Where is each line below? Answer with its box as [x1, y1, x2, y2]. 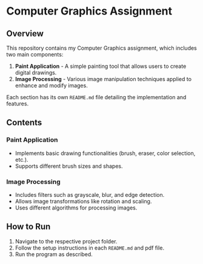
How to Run [6, 222, 51, 232]
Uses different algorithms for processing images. [15, 204, 138, 211]
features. [6, 100, 29, 107]
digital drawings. [15, 69, 57, 76]
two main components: [6, 51, 64, 58]
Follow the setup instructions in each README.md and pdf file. [15, 244, 165, 251]
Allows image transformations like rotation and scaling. [15, 197, 152, 205]
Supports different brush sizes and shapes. [15, 162, 123, 170]
